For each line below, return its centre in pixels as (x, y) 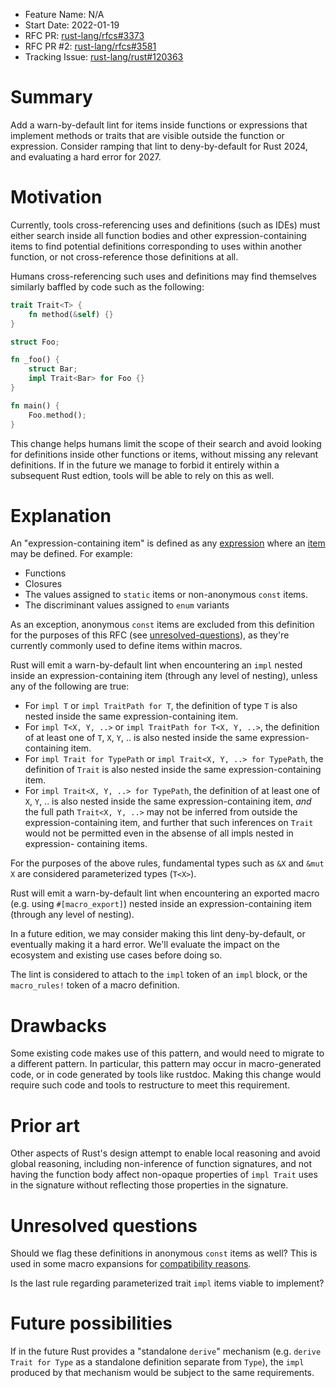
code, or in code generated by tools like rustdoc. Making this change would (166, 1075)
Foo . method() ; (57, 415)
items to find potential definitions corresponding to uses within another (156, 246)
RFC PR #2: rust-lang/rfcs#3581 (90, 46)
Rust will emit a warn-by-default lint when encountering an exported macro (165, 893)
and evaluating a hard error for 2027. (86, 156)
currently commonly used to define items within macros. (126, 646)
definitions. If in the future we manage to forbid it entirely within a (145, 465)
